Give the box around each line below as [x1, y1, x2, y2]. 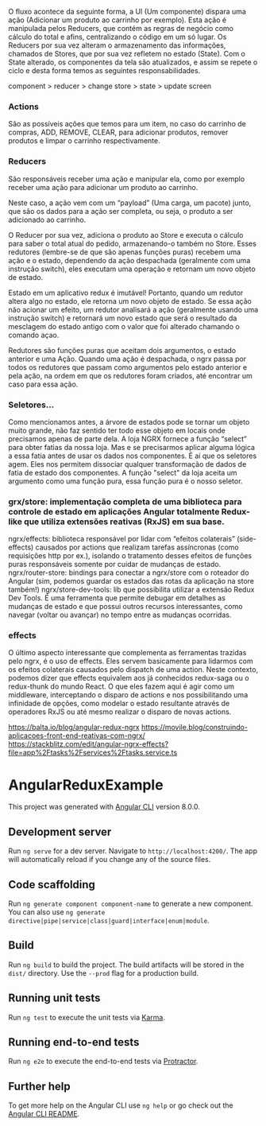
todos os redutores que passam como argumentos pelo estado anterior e [8, 362, 248, 372]
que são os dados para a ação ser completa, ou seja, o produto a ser [8, 206, 233, 215]
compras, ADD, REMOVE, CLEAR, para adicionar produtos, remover [8, 127, 229, 138]
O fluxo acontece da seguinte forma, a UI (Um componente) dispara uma [8, 7, 246, 16]
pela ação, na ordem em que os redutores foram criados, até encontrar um [8, 371, 253, 380]
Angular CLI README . [8, 1109, 80, 1119]
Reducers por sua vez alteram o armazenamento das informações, [8, 41, 226, 50]
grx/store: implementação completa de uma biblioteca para [8, 496, 242, 507]
